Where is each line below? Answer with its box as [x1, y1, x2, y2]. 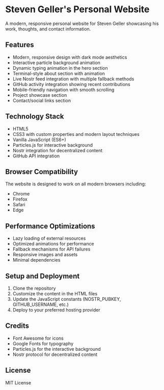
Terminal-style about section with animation [12, 70, 105, 76]
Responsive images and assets [12, 252, 78, 258]
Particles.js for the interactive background [12, 346, 101, 352]
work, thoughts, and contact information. [5, 25, 91, 32]
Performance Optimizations [5, 221, 95, 230]
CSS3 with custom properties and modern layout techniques [12, 131, 140, 137]
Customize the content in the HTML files [12, 291, 98, 296]
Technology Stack [5, 112, 64, 121]
